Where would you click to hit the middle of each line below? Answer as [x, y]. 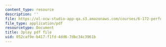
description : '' [22, 14]
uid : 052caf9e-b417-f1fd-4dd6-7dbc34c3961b [51, 37]
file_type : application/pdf [34, 23]
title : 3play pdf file [28, 32]
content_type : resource [30, 10]
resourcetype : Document [30, 28]
